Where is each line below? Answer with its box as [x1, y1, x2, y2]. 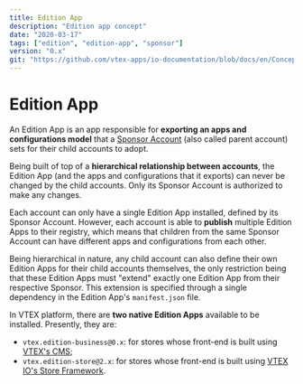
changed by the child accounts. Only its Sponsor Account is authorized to [9, 180, 283, 191]
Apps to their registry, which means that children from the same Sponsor [9, 226, 280, 237]
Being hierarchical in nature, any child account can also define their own [9, 253, 278, 264]
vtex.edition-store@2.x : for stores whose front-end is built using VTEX [22, 355, 289, 366]
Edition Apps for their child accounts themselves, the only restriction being [9, 263, 287, 274]
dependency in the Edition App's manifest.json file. [9, 291, 201, 303]
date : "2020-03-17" [9, 30, 83, 39]
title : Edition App [9, 13, 83, 23]
